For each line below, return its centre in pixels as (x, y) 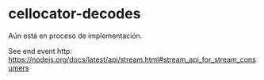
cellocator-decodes (75, 14)
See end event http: (40, 51)
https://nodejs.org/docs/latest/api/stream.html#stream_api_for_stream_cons (132, 59)
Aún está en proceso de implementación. (75, 36)
